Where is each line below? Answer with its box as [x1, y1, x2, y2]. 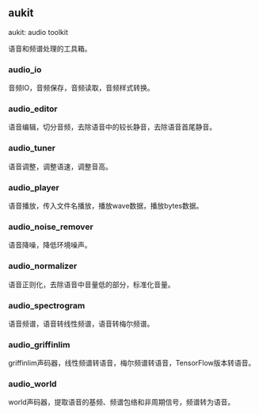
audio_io [8, 63, 42, 75]
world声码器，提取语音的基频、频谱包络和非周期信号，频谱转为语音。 [8, 397, 235, 407]
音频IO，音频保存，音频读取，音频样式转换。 [8, 83, 154, 93]
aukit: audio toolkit [8, 27, 69, 36]
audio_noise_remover [8, 221, 93, 232]
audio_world [8, 378, 57, 389]
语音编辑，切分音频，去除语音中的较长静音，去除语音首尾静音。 [8, 122, 216, 132]
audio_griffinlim [8, 339, 70, 350]
